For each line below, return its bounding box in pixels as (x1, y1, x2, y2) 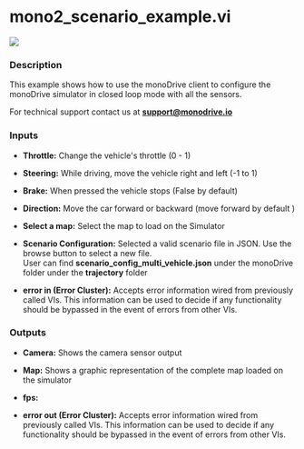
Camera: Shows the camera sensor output (22, 347, 182, 358)
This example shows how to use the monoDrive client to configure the (9, 79, 271, 90)
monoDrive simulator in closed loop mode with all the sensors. (9, 89, 242, 100)
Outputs (9, 326, 47, 339)
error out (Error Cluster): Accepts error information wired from (22, 409, 259, 420)
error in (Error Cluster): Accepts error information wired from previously (22, 284, 293, 295)
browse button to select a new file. (22, 247, 152, 258)
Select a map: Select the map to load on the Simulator (22, 220, 225, 231)
